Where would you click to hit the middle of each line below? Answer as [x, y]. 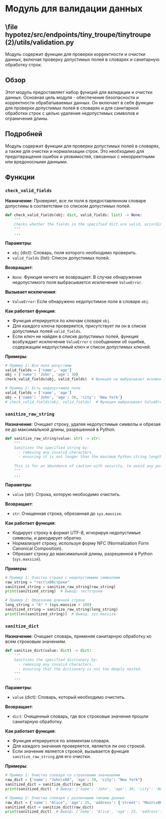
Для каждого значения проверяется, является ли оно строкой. [79, 746]
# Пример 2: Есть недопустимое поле [43, 388]
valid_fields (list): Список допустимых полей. [61, 258]
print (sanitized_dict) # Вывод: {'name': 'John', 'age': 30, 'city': [79, 789]
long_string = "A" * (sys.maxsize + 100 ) [48, 605]
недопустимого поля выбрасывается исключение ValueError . [77, 282]
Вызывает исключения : [31, 292]
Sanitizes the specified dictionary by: [56, 660]
